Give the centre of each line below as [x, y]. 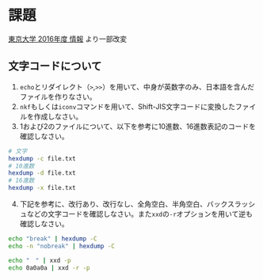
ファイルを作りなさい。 [58, 96]
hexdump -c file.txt [42, 158]
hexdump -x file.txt [42, 188]
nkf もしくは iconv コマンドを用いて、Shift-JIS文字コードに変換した [128, 106]
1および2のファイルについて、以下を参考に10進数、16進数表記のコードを [137, 126]
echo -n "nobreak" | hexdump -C [61, 246]
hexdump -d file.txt [42, 173]
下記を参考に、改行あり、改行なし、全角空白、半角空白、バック [124, 204]
